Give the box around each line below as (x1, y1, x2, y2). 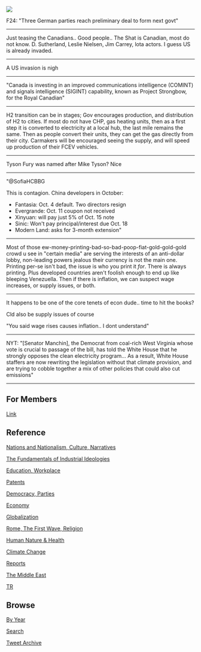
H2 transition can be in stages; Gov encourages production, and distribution (6, 111, 193, 119)
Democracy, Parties (6, 490, 55, 497)
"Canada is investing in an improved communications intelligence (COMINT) (6, 81, 194, 89)
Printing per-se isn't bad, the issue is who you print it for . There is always (6, 263, 187, 270)
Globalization (6, 513, 39, 520)
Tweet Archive (6, 639, 42, 647)
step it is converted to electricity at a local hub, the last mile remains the (6, 124, 184, 131)
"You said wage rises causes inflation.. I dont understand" (6, 322, 150, 329)
